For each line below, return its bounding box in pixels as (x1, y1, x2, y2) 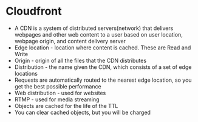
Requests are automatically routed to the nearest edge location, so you (14, 76, 192, 84)
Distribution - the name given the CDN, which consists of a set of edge (14, 63, 192, 71)
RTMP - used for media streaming (14, 96, 100, 103)
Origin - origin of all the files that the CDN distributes (14, 57, 147, 64)
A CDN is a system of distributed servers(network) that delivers (14, 24, 174, 32)
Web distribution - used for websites (14, 89, 106, 96)
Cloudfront (5, 4, 62, 18)
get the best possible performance (14, 82, 101, 90)
